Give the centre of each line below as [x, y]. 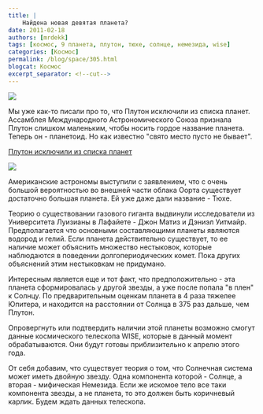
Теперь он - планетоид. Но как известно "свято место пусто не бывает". [130, 136]
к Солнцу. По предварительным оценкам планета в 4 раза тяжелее [122, 295]
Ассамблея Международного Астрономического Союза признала [120, 120]
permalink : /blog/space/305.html [63, 60]
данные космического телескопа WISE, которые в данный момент [120, 336]
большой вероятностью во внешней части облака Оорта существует [125, 190]
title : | [22, 15]
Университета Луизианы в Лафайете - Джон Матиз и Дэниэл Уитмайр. [128, 222]
